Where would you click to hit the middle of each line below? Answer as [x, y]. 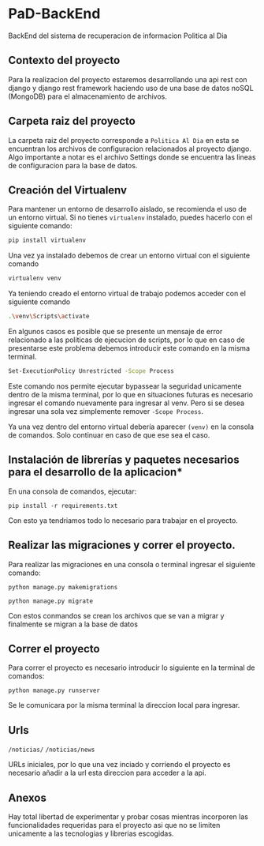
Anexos [28, 797]
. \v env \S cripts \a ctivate [49, 317]
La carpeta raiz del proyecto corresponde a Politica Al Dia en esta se [124, 140]
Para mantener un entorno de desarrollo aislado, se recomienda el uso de [127, 209]
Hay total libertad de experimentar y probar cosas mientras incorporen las [128, 816]
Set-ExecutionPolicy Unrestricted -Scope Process [91, 371]
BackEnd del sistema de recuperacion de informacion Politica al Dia [118, 36]
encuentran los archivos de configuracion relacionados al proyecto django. [130, 149]
